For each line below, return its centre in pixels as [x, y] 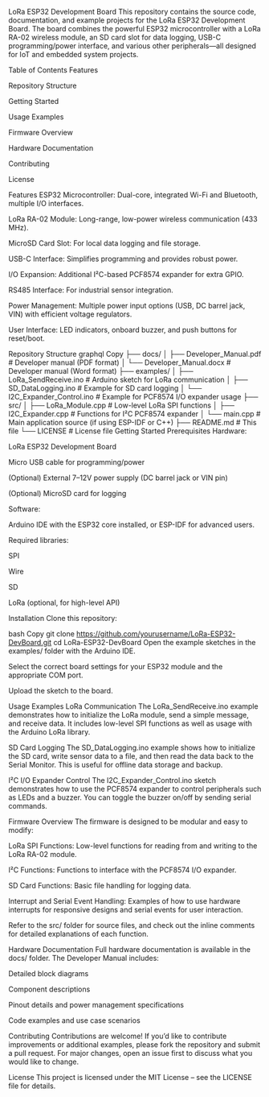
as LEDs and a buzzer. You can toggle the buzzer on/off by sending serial [130, 797]
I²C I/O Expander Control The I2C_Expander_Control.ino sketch [112, 780]
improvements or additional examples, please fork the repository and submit [134, 1045]
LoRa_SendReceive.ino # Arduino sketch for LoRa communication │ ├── [128, 379]
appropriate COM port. [46, 675]
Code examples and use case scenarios [74, 1020]
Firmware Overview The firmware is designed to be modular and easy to [128, 822]
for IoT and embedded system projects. [73, 54]
